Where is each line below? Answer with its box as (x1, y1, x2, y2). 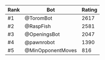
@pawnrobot (24, 39, 55, 46)
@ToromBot (24, 15, 52, 21)
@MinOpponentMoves (24, 47, 77, 54)
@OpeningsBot (24, 31, 60, 38)
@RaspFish (24, 23, 51, 29)
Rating (81, 6, 98, 13)
